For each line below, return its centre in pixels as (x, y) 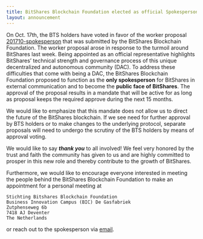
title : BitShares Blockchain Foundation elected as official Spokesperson (102, 12)
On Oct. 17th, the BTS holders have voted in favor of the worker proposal (97, 34)
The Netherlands (27, 218)
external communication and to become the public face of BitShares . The (98, 86)
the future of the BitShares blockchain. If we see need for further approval (98, 117)
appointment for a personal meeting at (54, 186)
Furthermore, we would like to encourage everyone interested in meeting (97, 172)
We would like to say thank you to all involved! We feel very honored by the (100, 148)
